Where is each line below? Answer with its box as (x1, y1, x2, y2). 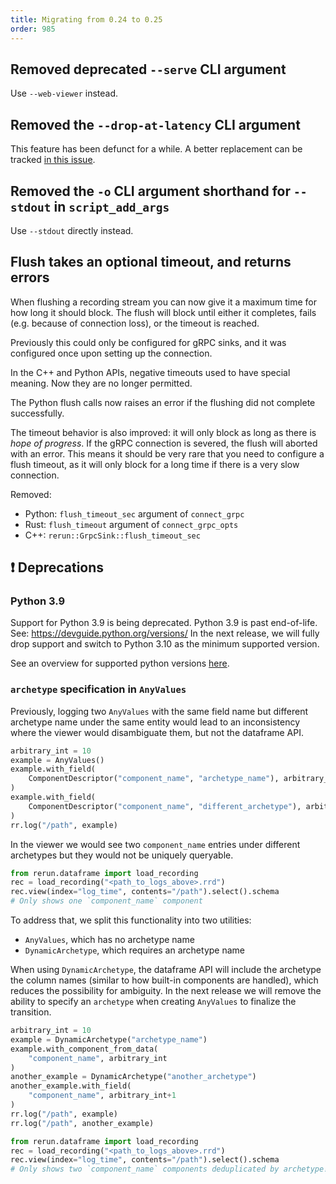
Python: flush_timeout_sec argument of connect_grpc (24, 507, 245, 520)
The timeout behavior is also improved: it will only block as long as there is (10, 426, 317, 438)
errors (10, 269, 50, 286)
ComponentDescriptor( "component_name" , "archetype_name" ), (28, 774, 280, 784)
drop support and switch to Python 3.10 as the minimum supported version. (10, 638, 320, 650)
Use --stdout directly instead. (10, 224, 134, 236)
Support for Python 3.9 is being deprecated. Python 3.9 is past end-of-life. (10, 617, 318, 629)
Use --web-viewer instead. (10, 87, 119, 100)
